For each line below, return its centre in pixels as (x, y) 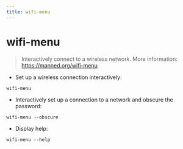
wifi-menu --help (28, 140)
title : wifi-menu (28, 12)
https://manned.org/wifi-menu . (60, 65)
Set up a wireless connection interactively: (68, 77)
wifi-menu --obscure (33, 117)
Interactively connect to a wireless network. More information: (99, 59)
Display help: (31, 128)
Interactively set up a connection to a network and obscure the (94, 99)
